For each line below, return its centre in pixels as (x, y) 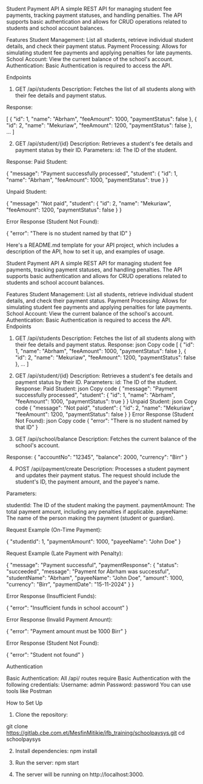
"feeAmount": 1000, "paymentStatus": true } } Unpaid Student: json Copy (106, 401)
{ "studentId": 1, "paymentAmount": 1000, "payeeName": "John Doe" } (94, 541)
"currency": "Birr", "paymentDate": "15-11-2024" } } (70, 584)
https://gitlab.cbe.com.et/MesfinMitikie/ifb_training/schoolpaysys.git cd (95, 733)
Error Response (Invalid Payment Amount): (59, 620)
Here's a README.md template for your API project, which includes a (92, 245)
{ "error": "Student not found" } (45, 655)
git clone (17, 726)
